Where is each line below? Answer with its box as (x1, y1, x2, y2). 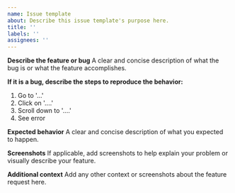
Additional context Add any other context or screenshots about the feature (7, 170, 227, 179)
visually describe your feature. (7, 157, 96, 165)
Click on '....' (17, 99, 54, 107)
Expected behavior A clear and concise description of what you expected (7, 128, 224, 136)
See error (17, 114, 46, 123)
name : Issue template (7, 10, 71, 18)
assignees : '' (7, 37, 50, 44)
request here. (7, 178, 47, 187)
